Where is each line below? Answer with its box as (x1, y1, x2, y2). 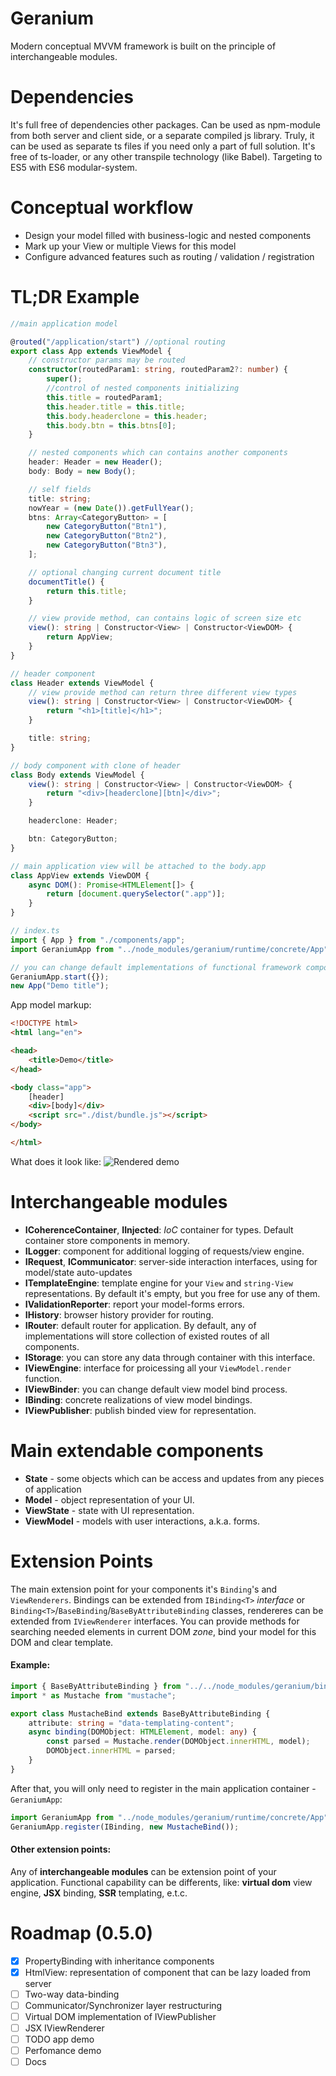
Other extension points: (10, 1843, 112, 1856)
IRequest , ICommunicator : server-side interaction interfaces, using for (24, 1255, 318, 1267)
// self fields (28, 484, 92, 494)
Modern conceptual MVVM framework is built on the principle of (10, 40, 277, 52)
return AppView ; (46, 632, 114, 642)
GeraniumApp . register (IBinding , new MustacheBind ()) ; (10, 1822, 240, 1832)
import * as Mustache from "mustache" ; (10, 1690, 177, 1701)
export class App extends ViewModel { (10, 346, 172, 356)
